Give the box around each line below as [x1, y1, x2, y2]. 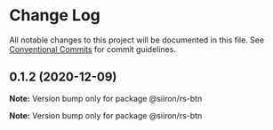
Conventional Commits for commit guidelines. [9, 43, 176, 54]
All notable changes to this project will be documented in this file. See [9, 34, 265, 45]
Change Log [9, 5, 100, 26]
